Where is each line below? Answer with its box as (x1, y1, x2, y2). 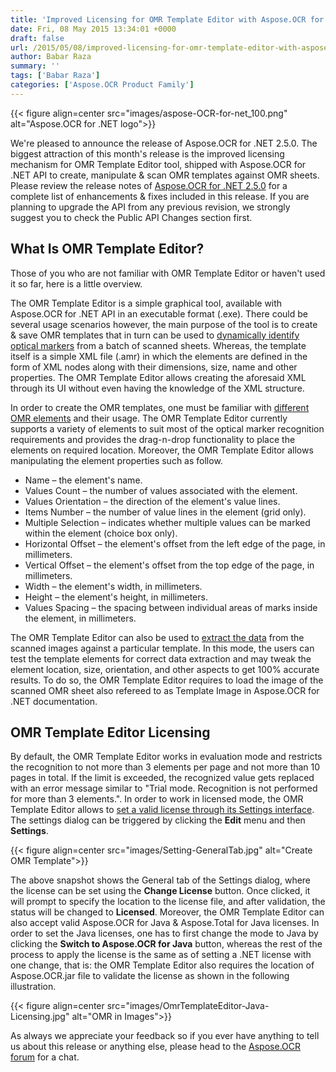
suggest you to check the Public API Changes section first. (10, 211, 253, 223)
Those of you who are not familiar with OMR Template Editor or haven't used (10, 267, 326, 279)
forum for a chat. (10, 1051, 80, 1063)
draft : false (10, 33, 65, 43)
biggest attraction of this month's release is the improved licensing (10, 147, 285, 160)
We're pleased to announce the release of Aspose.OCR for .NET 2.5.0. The (10, 137, 318, 149)
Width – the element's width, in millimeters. (24, 580, 203, 592)
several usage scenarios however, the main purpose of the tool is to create (10, 318, 318, 330)
